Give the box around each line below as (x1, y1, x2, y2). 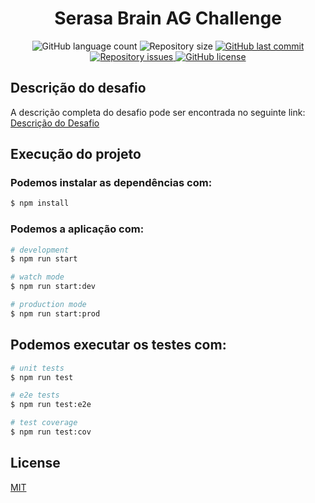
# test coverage (10, 418, 78, 428)
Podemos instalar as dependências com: (10, 176, 213, 190)
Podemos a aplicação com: (10, 222, 145, 236)
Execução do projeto (10, 146, 142, 163)
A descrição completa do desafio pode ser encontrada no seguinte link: (10, 106, 306, 118)
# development (10, 245, 70, 255)
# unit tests (10, 363, 65, 373)
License (10, 455, 61, 472)
